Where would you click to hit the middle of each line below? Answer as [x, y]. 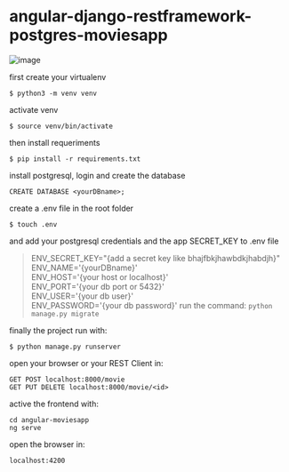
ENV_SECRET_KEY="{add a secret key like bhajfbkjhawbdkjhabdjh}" [156, 258]
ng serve [25, 428]
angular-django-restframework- [130, 16]
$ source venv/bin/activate [61, 126]
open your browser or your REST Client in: [86, 363]
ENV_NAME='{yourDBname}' [84, 268]
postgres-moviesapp [88, 35]
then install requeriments [55, 142]
